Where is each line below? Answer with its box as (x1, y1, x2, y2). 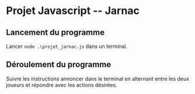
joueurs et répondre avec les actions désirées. (6, 81, 118, 88)
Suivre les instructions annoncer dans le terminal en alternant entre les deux (6, 75, 190, 82)
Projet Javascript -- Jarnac (6, 4, 140, 18)
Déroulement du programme (6, 60, 112, 69)
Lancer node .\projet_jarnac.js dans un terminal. (6, 43, 127, 50)
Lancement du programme (6, 27, 105, 37)
